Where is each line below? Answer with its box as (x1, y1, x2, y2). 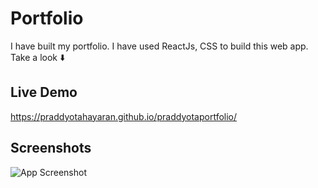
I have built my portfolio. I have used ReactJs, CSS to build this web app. (10, 40, 309, 52)
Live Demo (10, 84, 78, 101)
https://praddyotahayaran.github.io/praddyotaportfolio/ (10, 110, 238, 122)
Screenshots (10, 140, 92, 157)
